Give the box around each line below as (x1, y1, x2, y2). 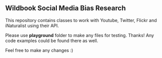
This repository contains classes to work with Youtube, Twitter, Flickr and (5, 17, 157, 23)
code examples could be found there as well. (5, 37, 99, 43)
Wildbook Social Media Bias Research (5, 4, 126, 12)
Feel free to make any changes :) (5, 47, 73, 53)
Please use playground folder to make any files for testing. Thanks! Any (5, 32, 154, 38)
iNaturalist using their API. (5, 22, 59, 28)
